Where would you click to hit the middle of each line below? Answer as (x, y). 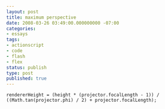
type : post (20, 73)
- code (14, 51)
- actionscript (25, 46)
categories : (21, 28)
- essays (17, 34)
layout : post (22, 12)
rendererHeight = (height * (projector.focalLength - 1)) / (83, 95)
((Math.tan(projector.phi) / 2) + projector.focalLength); (82, 100)
